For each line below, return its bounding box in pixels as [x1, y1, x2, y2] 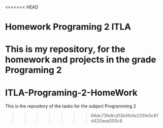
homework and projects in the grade [5, 54, 157, 65]
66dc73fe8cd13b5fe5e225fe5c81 [91, 113, 159, 119]
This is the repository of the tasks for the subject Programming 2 [5, 103, 136, 109]
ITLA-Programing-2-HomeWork [5, 87, 138, 98]
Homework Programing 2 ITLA [5, 22, 131, 32]
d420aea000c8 [91, 118, 123, 124]
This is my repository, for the [5, 44, 126, 55]
